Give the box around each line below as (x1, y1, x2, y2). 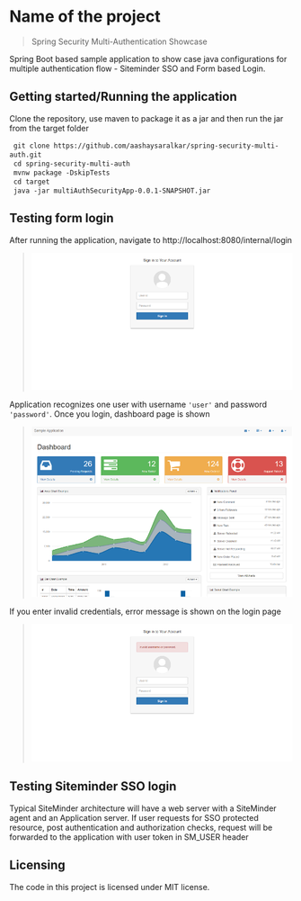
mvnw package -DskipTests (13, 168, 111, 177)
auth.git (9, 150, 42, 159)
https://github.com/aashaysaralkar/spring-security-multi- (53, 141, 279, 150)
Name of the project (9, 6, 162, 27)
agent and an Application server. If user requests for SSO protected (9, 812, 259, 823)
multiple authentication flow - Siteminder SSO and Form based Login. (9, 63, 266, 74)
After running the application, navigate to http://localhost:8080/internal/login (9, 234, 293, 245)
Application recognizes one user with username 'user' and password (9, 399, 268, 410)
